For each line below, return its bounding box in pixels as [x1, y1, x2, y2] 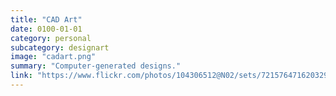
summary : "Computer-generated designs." [10, 61, 182, 71]
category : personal [10, 33, 92, 43]
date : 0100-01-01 [10, 24, 83, 34]
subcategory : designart [10, 42, 110, 53]
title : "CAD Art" [10, 14, 83, 25]
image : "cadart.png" [10, 52, 97, 62]
